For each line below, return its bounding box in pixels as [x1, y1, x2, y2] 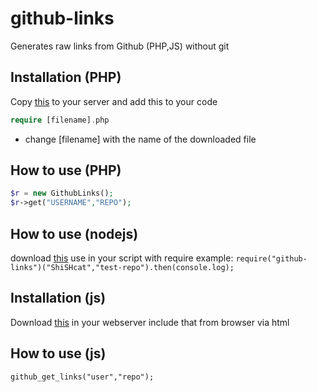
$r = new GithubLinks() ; [10, 188, 114, 199]
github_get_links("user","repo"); [10, 372, 155, 382]
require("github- [235, 254, 308, 264]
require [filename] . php [10, 115, 110, 125]
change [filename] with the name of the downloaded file [24, 133, 257, 145]
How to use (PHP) [10, 162, 122, 179]
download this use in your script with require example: [10, 252, 234, 264]
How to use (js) [10, 345, 107, 362]
